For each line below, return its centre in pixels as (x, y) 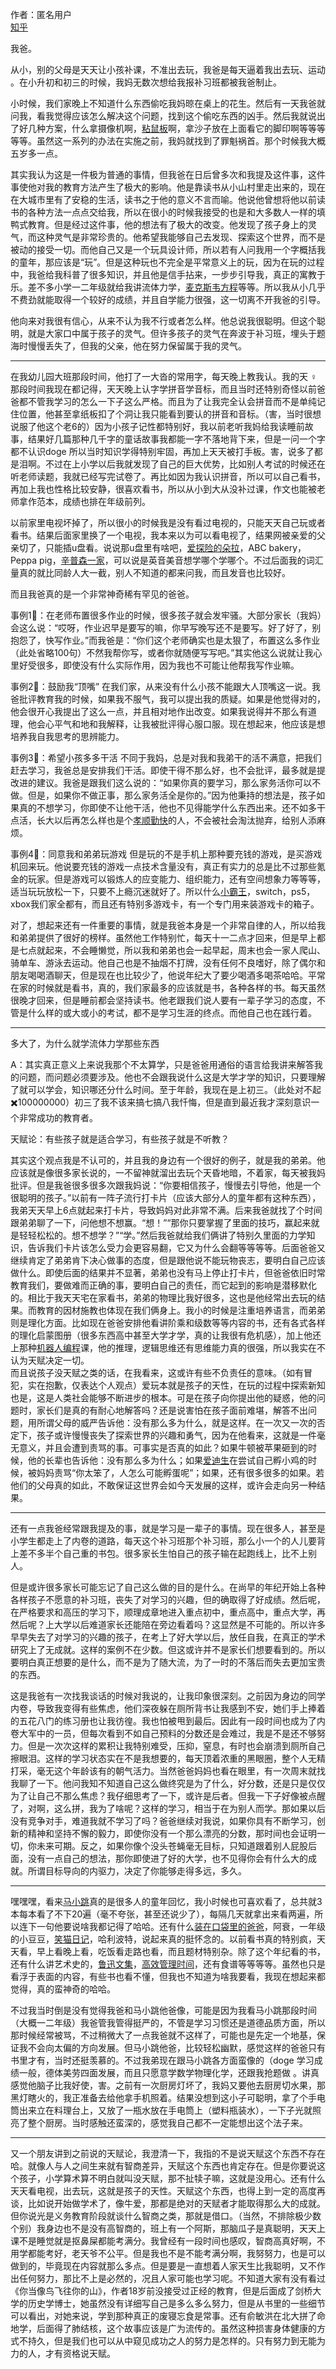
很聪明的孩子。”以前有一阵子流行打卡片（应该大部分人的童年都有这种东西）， (166, 1197)
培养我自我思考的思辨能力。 (67, 736)
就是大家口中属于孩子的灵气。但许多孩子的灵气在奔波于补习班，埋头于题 (176, 333)
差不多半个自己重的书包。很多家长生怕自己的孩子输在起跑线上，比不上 (163, 1553)
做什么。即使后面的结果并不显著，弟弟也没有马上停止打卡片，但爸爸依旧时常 (168, 1272)
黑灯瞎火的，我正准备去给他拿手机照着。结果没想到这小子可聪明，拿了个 (159, 2097)
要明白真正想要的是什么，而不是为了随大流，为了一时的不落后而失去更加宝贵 (168, 1662)
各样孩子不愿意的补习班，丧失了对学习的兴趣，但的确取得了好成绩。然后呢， (168, 1599)
